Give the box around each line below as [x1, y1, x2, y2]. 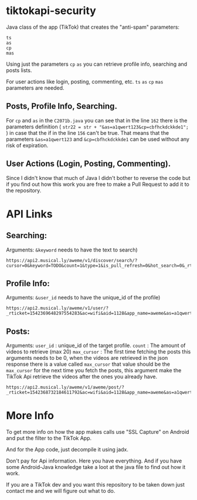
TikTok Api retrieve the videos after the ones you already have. [6, 373, 157, 380]
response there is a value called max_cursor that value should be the [6, 360, 171, 368]
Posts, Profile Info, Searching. [6, 101, 117, 111]
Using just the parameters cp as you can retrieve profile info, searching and [6, 60, 188, 67]
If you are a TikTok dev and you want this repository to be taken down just [6, 481, 185, 488]
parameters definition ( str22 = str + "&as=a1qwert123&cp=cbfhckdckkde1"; [6, 123, 189, 130]
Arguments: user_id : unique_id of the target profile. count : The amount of [6, 342, 186, 349]
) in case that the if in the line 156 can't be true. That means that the [6, 129, 169, 136]
